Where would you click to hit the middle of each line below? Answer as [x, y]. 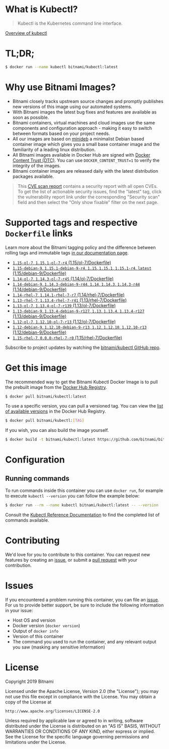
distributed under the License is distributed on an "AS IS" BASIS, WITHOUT [83, 726]
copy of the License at [28, 702]
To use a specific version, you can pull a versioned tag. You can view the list [84, 406]
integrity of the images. [37, 166]
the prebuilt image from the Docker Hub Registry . [56, 387]
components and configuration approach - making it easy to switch [82, 128]
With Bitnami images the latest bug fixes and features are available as [84, 112]
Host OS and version [34, 620]
